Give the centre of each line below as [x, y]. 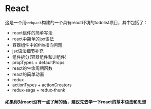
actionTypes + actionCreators [42, 85]
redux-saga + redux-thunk [39, 90]
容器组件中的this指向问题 [37, 45]
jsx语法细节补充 [28, 51]
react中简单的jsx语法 [33, 39]
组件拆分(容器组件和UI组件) [39, 57]
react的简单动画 [28, 74]
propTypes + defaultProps [38, 62]
